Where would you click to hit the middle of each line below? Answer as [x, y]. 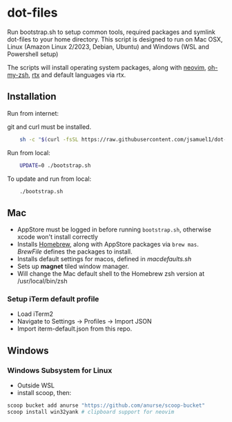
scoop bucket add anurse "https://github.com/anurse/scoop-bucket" [106, 406]
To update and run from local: [49, 179]
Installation [32, 97]
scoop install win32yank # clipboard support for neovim [91, 412]
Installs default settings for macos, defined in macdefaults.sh [104, 259]
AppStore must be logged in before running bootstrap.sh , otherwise [114, 229]
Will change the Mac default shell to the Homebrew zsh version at [111, 274]
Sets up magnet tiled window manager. [73, 266]
